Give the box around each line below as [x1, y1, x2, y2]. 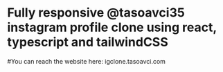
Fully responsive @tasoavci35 [7, 5, 185, 21]
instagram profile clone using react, [7, 19, 217, 35]
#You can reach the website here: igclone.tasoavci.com [7, 57, 166, 65]
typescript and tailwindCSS [7, 35, 168, 50]
